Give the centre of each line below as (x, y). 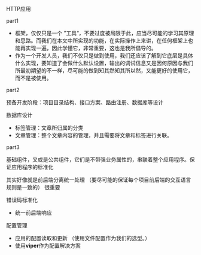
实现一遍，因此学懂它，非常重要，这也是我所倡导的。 (91, 48)
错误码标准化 (22, 200)
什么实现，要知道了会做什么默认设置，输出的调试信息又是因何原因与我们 (104, 63)
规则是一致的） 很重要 (33, 187)
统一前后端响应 (33, 212)
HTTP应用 (19, 9)
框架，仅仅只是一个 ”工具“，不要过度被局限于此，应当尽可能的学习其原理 (104, 33)
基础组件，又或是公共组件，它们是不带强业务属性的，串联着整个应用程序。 (98, 160)
